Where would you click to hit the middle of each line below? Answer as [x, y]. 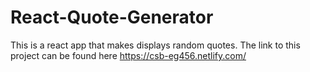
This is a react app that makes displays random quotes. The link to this [155, 45]
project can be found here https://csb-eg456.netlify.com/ [128, 55]
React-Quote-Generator [112, 17]
